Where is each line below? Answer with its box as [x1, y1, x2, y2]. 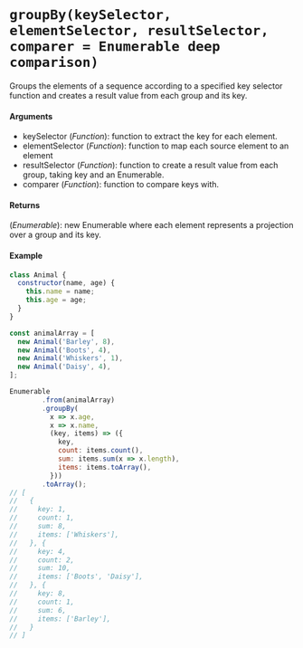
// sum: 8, [9, 522, 67, 531]
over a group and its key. [9, 229, 102, 241]
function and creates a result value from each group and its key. [9, 90, 248, 100]
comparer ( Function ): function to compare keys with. [22, 179, 220, 190]
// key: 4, [9, 547, 67, 556]
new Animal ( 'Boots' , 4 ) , [17, 346, 111, 355]
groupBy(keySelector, [9, 6, 172, 24]
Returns [9, 199, 41, 210]
